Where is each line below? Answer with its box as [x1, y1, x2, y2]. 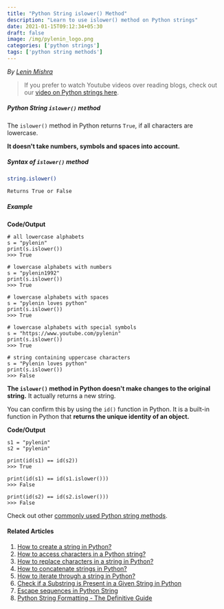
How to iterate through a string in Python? [16, 572, 136, 580]
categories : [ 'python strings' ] [7, 42, 100, 49]
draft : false [7, 29, 45, 37]
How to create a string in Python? [16, 542, 112, 550]
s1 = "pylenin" [7, 439, 51, 446]
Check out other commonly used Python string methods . [7, 511, 168, 519]
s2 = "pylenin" [7, 445, 51, 452]
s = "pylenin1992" [7, 270, 60, 277]
